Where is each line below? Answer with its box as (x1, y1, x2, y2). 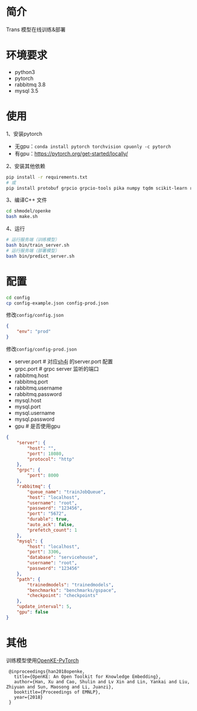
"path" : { (16, 576, 41, 582)
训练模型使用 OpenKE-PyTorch (6, 656, 79, 664)
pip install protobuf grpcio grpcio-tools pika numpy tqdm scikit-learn (6, 185, 188, 191)
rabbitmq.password (14, 391, 62, 397)
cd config (6, 294, 30, 300)
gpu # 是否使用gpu (14, 422, 60, 430)
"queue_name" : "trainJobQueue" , (27, 489, 107, 495)
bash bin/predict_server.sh (6, 253, 75, 259)
